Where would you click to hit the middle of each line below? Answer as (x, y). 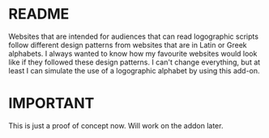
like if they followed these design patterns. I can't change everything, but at (134, 62)
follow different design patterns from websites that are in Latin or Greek (128, 44)
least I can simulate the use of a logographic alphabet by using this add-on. (134, 70)
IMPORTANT (51, 104)
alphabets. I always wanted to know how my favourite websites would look (133, 53)
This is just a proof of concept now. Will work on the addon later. (116, 125)
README (39, 14)
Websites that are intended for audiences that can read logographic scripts (134, 36)
